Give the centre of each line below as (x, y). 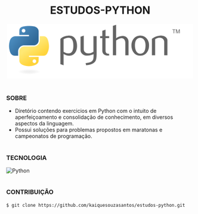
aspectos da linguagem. (44, 124)
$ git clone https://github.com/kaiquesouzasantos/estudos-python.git (96, 205)
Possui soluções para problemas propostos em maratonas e (89, 130)
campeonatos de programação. (53, 136)
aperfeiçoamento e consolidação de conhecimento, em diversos (94, 117)
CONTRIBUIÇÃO (30, 192)
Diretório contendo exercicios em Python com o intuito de (86, 111)
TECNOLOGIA (27, 158)
